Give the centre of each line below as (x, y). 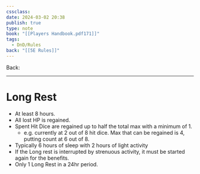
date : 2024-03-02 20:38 (36, 17)
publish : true (24, 23)
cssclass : (18, 12)
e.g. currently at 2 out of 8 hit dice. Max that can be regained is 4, (104, 132)
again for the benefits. (42, 158)
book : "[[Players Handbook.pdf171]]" (53, 34)
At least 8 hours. (35, 113)
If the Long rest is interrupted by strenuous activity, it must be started (100, 151)
